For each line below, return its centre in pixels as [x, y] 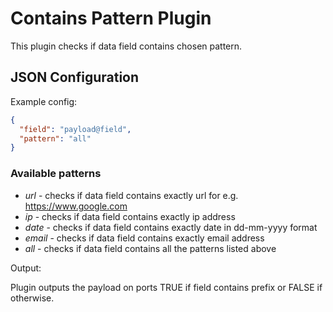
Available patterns [56, 174]
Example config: [44, 101]
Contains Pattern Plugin [111, 18]
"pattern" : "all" [55, 138]
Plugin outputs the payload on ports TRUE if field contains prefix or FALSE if [166, 287]
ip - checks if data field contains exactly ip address [130, 216]
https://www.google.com [76, 206]
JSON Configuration [75, 77]
